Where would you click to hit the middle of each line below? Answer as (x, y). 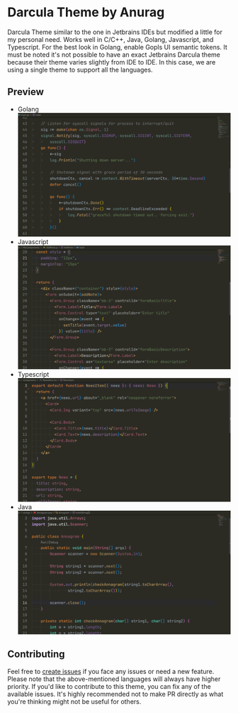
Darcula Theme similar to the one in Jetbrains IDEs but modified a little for (115, 32)
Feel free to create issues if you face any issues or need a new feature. (111, 671)
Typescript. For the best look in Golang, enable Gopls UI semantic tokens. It (118, 47)
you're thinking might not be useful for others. (74, 701)
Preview (26, 92)
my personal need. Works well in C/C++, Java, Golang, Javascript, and (110, 39)
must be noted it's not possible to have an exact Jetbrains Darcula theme (114, 55)
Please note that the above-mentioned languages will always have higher (114, 679)
